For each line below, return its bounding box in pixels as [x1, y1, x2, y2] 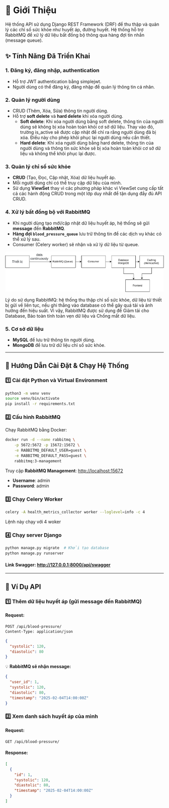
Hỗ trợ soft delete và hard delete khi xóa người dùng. [12, 113, 123, 119]
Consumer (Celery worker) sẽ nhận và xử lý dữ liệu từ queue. [12, 241, 139, 247]
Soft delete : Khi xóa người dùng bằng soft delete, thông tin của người [20, 118, 163, 124]
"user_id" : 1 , [10, 680, 39, 685]
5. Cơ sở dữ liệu [5, 325, 44, 332]
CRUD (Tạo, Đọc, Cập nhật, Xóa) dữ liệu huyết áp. [12, 175, 116, 181]
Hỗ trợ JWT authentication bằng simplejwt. [12, 78, 102, 85]
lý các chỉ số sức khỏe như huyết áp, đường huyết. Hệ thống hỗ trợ [5, 26, 144, 32]
